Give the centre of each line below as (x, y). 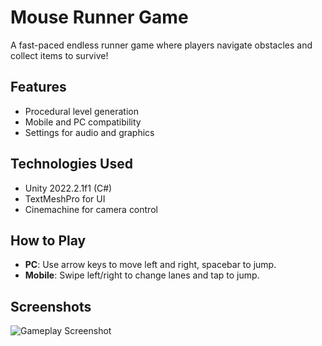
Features (38, 87)
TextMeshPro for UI (65, 198)
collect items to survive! (59, 55)
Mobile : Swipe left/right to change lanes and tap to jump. (142, 275)
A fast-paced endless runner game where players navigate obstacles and (161, 45)
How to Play (48, 240)
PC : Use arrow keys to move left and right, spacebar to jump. (150, 265)
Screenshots (51, 306)
